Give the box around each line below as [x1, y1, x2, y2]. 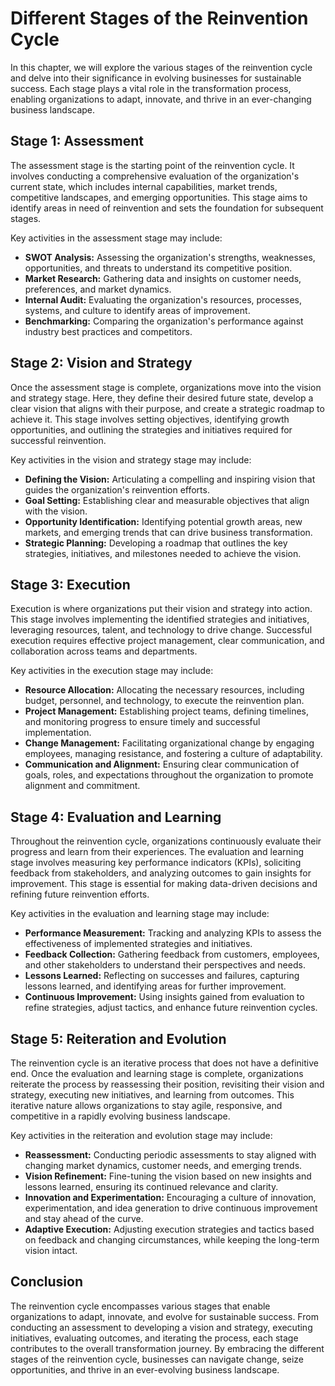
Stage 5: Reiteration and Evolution [10, 1030, 227, 1047]
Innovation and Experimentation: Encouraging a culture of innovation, [24, 1192, 317, 1203]
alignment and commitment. [24, 780, 141, 792]
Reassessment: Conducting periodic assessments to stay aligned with [24, 1149, 317, 1161]
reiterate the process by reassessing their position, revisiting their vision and [10, 1078, 325, 1090]
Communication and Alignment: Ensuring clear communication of [24, 758, 300, 771]
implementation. [24, 727, 92, 739]
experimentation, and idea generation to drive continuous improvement [24, 1202, 318, 1214]
